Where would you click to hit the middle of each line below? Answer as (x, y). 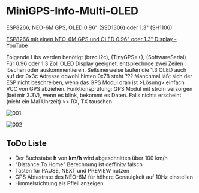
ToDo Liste (26, 144)
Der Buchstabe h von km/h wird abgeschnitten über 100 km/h (91, 158)
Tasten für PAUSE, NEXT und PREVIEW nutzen (72, 170)
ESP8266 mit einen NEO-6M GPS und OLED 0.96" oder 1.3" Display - (91, 39)
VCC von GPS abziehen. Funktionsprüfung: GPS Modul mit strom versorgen (99, 88)
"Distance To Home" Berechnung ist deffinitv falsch (79, 164)
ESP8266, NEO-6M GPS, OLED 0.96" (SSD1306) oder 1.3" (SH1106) (89, 27)
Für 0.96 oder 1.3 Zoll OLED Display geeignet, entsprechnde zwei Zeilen (95, 63)
